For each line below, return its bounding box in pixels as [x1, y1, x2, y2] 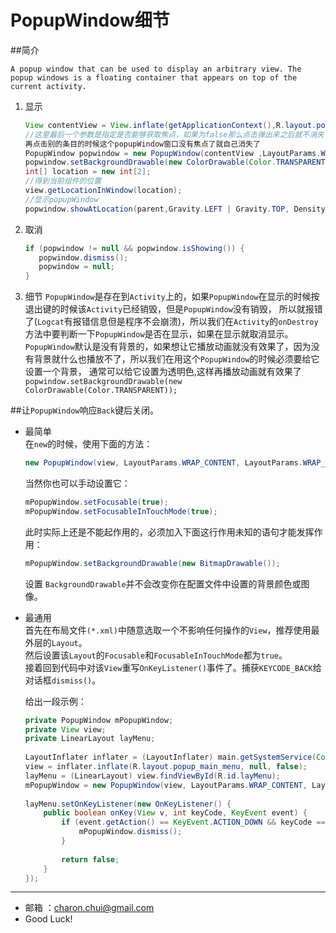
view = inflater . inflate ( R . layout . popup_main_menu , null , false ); [24, 762, 308, 772]
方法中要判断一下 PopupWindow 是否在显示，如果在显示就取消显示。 [24, 328, 294, 340]
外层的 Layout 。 [24, 636, 88, 648]
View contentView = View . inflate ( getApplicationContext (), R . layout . [24, 120, 317, 130]
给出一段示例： [24, 695, 87, 707]
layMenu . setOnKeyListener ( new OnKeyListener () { [24, 799, 232, 809]
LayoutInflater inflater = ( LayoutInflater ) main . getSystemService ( [24, 752, 317, 763]
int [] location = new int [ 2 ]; [24, 167, 152, 177]
